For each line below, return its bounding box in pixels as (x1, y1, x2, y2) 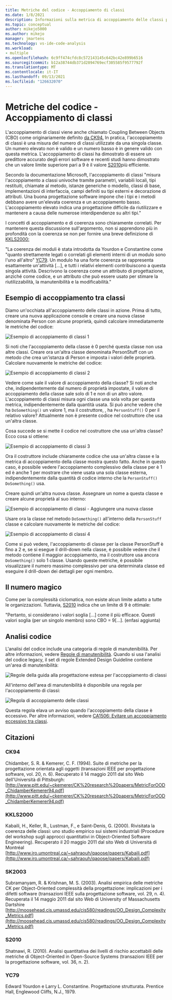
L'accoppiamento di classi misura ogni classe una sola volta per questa (5, 396, 155, 402)
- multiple (5, 50, 29, 55)
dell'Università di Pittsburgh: (5, 776, 65, 783)
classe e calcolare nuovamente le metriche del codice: (5, 521, 120, 527)
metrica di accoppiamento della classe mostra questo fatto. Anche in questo (5, 458, 166, 465)
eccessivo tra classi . (5, 718, 49, 725)
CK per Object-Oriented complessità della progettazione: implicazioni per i (5, 885, 163, 891)
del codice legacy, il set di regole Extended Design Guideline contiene (5, 657, 153, 663)
